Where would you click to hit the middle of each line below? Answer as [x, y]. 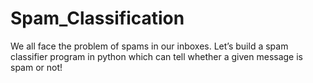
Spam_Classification [97, 18]
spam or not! [36, 67]
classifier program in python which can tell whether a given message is [156, 56]
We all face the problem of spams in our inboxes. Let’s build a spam [149, 46]
